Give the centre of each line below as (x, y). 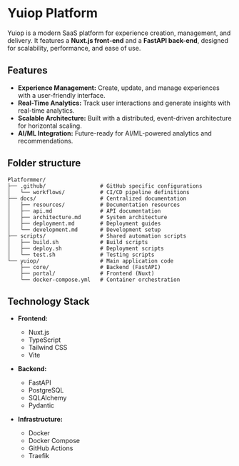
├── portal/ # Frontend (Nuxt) (87, 273)
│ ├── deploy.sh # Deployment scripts (86, 248)
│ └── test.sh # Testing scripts (81, 255)
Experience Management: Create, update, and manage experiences (118, 88)
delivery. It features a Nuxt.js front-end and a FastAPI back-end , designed (118, 40)
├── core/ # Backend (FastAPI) (91, 267)
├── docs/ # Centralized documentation (97, 198)
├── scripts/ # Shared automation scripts (97, 236)
